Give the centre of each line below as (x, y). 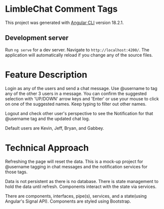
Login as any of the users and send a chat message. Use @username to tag (81, 88)
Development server (37, 38)
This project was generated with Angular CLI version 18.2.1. (64, 23)
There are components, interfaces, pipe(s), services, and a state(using (76, 196)
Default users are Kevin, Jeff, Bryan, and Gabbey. (55, 128)
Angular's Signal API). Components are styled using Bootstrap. (68, 201)
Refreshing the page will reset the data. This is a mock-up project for (74, 161)
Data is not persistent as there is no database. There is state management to (82, 181)
